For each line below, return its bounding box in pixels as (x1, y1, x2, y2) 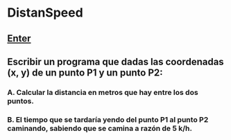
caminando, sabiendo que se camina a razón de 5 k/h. (7, 123, 193, 133)
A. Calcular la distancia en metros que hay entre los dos (7, 87, 199, 97)
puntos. (7, 96, 35, 105)
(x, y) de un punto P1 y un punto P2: (7, 67, 163, 78)
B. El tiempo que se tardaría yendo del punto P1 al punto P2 (7, 114, 209, 124)
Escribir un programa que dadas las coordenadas (7, 55, 224, 67)
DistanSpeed (7, 5, 83, 21)
